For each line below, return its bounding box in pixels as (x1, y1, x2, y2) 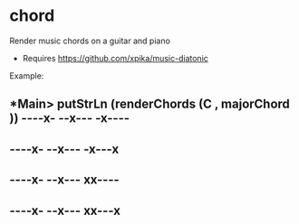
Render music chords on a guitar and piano (9, 35, 170, 46)
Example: (9, 70, 44, 81)
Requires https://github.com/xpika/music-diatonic (22, 52, 208, 63)
